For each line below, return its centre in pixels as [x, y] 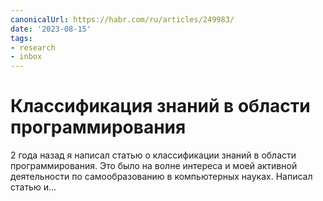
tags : [21, 38]
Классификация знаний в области [160, 106]
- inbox [26, 57]
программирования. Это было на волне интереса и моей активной [154, 166]
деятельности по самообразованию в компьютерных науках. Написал [161, 177]
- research [33, 47]
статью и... [33, 187]
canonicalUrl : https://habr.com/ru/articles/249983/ [122, 19]
